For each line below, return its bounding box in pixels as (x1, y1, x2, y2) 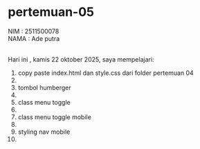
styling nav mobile (17, 128, 71, 136)
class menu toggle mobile (17, 112, 92, 121)
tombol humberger (17, 83, 71, 91)
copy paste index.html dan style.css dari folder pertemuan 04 (17, 69, 194, 77)
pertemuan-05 (8, 4, 95, 20)
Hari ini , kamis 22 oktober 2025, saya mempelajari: (8, 55, 154, 63)
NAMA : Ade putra (8, 34, 60, 42)
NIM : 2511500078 (8, 27, 60, 35)
